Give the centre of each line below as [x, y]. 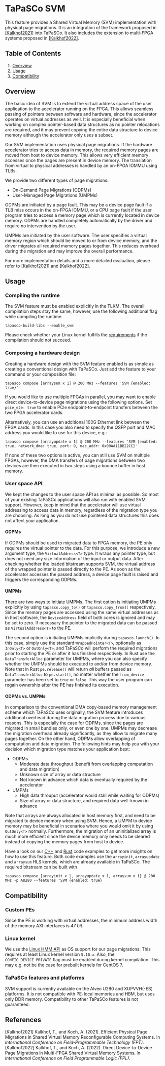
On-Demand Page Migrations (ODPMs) [52, 190]
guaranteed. [17, 1004]
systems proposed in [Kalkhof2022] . [42, 38]
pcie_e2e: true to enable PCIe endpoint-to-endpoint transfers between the [82, 407]
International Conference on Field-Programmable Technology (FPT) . [75, 1042]
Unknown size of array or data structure [60, 775]
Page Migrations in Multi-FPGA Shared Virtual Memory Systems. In [73, 1053]
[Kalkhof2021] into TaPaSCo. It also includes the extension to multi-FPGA [79, 33]
